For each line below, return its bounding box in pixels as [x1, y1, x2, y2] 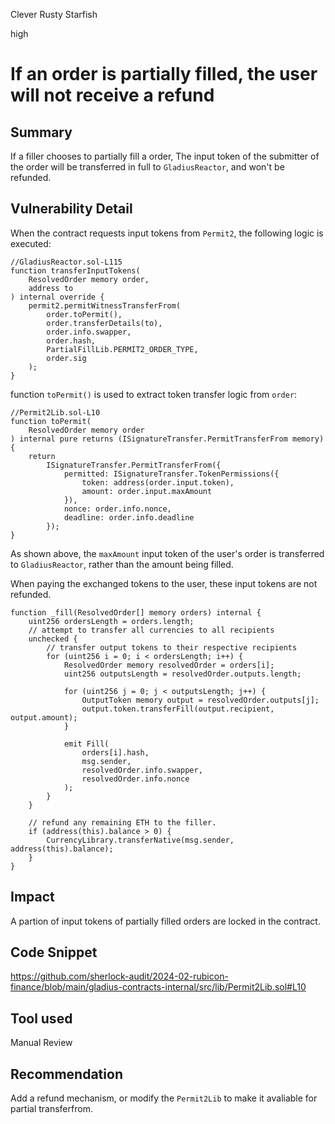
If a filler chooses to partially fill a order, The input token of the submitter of [10, 150, 320, 162]
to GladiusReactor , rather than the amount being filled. [10, 558, 234, 570]
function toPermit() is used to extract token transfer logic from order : [10, 388, 298, 400]
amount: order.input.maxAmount [81, 486, 213, 496]
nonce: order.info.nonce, [63, 504, 172, 514]
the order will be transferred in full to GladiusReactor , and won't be [10, 161, 285, 173]
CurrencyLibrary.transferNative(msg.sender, [46, 835, 235, 845]
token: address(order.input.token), [81, 477, 235, 488]
